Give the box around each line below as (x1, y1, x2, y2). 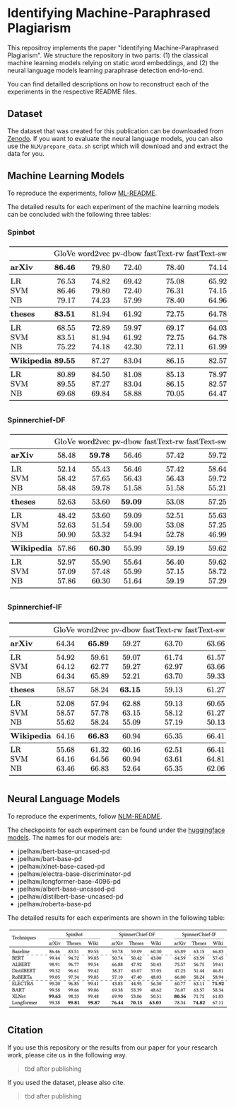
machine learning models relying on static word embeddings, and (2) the (7, 58, 219, 67)
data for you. (7, 149, 45, 157)
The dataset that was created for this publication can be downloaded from (7, 126, 224, 135)
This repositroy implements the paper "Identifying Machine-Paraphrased (7, 43, 219, 52)
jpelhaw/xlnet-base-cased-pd (17, 862, 105, 870)
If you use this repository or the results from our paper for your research (7, 1043, 218, 1052)
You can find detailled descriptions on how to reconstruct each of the (7, 79, 210, 88)
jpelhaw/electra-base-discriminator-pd (17, 870, 131, 878)
